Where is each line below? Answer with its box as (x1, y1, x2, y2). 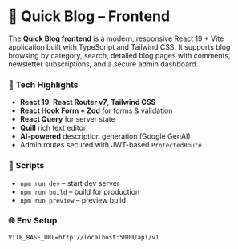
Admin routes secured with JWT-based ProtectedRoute (19, 140, 202, 150)
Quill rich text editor (19, 123, 87, 133)
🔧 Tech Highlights (8, 79, 79, 90)
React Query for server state (19, 114, 116, 124)
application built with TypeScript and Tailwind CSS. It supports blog (8, 42, 231, 51)
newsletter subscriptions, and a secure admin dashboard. (8, 59, 199, 69)
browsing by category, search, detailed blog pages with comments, (8, 50, 231, 60)
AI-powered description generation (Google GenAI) (19, 131, 191, 141)
